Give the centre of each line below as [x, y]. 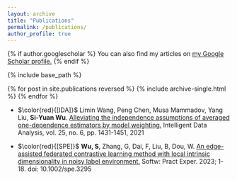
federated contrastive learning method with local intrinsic [127, 154]
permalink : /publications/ [47, 27]
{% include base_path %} [45, 75]
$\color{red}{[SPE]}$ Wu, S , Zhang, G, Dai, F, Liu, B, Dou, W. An [111, 147]
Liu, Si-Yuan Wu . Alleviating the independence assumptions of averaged [123, 118]
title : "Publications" [41, 21]
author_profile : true [39, 34]
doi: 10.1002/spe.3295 [59, 169]
